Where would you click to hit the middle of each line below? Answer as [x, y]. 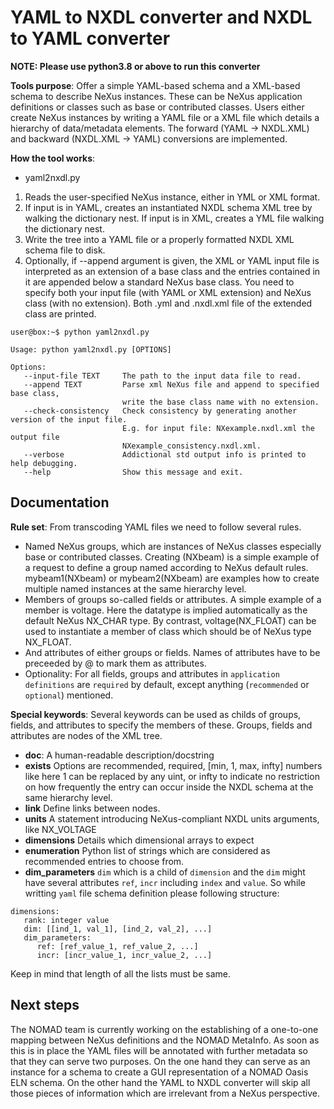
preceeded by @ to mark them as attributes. [115, 663]
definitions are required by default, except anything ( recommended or [167, 684]
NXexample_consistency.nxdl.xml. [191, 446]
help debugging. [44, 463]
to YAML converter [90, 38]
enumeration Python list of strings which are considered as [147, 850]
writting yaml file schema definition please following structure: [152, 893]
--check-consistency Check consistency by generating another [160, 411]
